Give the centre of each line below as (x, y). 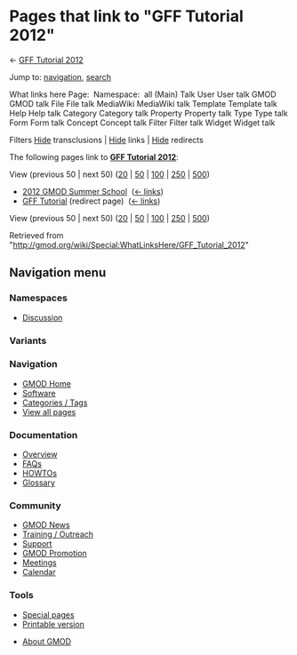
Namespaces (39, 298)
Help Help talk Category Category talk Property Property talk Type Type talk (148, 113)
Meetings (39, 563)
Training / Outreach (58, 534)
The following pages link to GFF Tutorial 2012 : (94, 156)
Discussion (42, 317)
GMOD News (46, 525)
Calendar (39, 572)
